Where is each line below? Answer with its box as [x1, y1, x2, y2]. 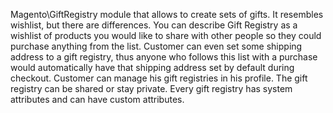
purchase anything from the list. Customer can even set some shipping [10, 40, 303, 52]
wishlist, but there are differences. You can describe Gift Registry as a [10, 19, 298, 31]
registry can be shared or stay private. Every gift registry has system [10, 83, 293, 94]
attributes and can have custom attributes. [10, 94, 185, 105]
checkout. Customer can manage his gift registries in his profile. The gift [10, 72, 308, 84]
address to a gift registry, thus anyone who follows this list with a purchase [10, 51, 318, 63]
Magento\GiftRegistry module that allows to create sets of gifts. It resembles [10, 9, 324, 20]
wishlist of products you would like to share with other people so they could [10, 30, 322, 41]
